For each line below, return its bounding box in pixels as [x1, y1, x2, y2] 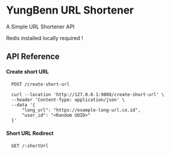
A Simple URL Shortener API [6, 23, 75, 30]
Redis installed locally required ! [6, 34, 84, 41]
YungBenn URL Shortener [6, 4, 134, 17]
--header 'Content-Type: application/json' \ [11, 97, 125, 103]
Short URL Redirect [6, 130, 54, 137]
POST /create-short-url [11, 81, 69, 87]
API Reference [6, 51, 60, 62]
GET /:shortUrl [11, 143, 49, 149]
